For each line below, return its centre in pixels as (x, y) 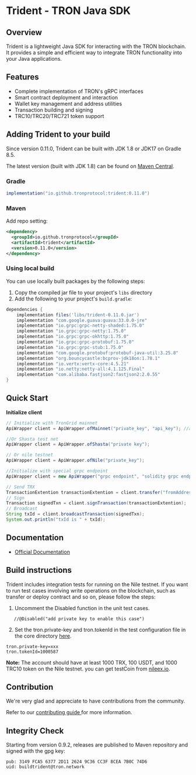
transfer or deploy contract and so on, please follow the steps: (81, 597)
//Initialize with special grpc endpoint (57, 471)
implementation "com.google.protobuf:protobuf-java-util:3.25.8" (98, 353)
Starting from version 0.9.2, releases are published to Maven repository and (97, 745)
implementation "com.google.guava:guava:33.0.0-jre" (82, 320)
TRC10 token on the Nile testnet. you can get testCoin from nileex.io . (88, 669)
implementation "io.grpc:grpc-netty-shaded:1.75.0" (80, 326)
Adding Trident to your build (58, 135)
